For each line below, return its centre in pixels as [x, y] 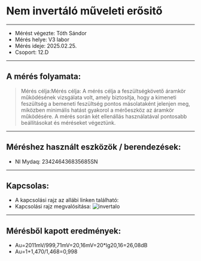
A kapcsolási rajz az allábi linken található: [67, 200]
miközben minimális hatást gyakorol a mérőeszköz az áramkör [98, 110]
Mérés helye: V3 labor [42, 39]
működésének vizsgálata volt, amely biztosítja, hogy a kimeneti [98, 97]
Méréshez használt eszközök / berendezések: [94, 147]
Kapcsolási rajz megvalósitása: [53, 207]
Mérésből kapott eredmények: [64, 231]
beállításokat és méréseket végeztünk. [68, 122]
